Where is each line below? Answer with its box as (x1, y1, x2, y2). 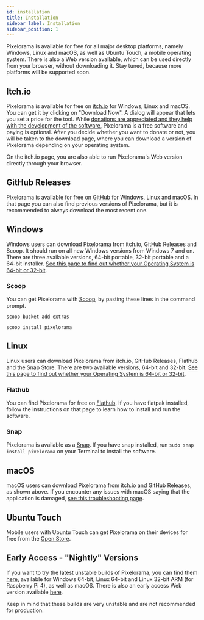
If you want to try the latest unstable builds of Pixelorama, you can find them (6, 569, 198, 576)
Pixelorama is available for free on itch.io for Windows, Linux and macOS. (6, 103, 191, 110)
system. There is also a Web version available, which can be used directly (6, 56, 192, 63)
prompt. (6, 301, 26, 309)
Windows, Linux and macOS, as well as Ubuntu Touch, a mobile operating (6, 49, 192, 57)
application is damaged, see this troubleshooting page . (6, 495, 144, 502)
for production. (6, 607, 44, 614)
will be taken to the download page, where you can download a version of (6, 135, 192, 142)
